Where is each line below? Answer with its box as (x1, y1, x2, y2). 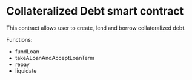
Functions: (6, 36, 33, 43)
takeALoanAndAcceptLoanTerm (15, 54, 95, 61)
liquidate (15, 67, 37, 74)
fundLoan (15, 47, 39, 55)
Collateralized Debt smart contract (6, 4, 184, 18)
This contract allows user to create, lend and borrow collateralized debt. (6, 24, 186, 32)
